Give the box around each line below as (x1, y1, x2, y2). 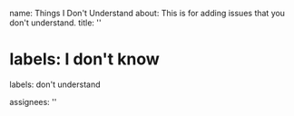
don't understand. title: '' (9, 17, 102, 28)
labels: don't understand (9, 79, 101, 90)
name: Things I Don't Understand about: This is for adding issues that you (9, 8, 286, 18)
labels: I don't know (9, 49, 161, 70)
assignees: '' (9, 96, 57, 107)
